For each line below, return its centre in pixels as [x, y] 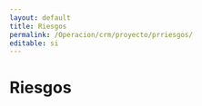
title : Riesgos [38, 26]
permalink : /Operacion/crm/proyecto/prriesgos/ [101, 34]
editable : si [34, 43]
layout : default [40, 18]
